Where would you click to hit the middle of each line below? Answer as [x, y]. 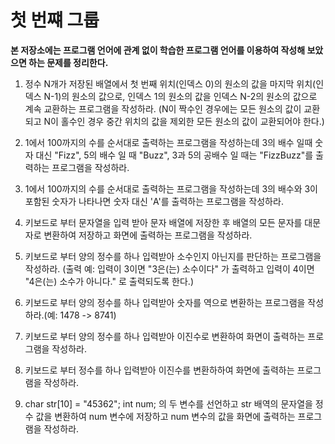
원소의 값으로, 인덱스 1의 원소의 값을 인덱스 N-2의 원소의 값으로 [194, 96]
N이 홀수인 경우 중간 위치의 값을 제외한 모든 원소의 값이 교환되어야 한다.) [184, 121]
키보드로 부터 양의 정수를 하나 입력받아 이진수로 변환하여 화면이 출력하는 [165, 336]
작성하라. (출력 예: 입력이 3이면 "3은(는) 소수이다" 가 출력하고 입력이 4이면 [169, 268]
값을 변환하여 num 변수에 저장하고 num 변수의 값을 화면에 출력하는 [165, 416]
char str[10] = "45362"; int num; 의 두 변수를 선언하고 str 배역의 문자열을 [168, 403]
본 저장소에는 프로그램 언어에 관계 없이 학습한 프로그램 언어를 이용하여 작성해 [158, 50]
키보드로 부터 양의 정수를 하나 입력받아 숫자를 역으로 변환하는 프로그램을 [165, 302]
